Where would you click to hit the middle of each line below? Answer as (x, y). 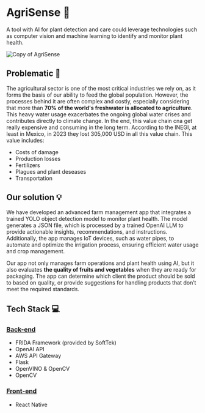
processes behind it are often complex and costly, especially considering (98, 101)
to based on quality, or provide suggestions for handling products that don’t (101, 282)
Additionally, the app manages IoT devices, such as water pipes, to (90, 238)
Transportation (34, 178)
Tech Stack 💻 (33, 309)
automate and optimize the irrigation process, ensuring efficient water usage (103, 245)
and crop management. (36, 251)
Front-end (22, 391)
